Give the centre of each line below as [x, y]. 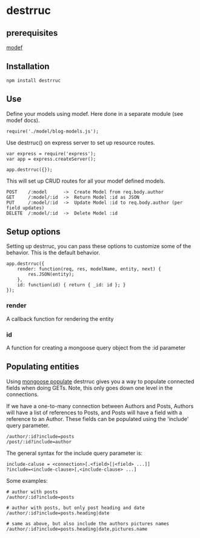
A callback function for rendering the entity [60, 318]
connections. [23, 394]
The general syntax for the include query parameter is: [75, 453]
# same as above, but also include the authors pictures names [88, 523]
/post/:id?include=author [39, 442]
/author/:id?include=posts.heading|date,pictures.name [77, 529]
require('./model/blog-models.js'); [52, 131]
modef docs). [23, 120]
